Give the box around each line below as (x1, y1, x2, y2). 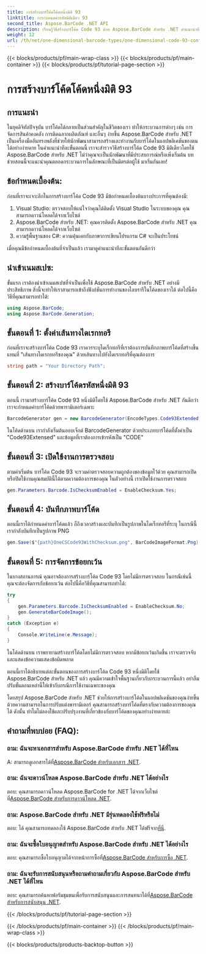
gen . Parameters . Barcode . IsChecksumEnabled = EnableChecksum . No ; (18, 603, 185, 609)
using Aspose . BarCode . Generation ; (7, 310, 95, 317)
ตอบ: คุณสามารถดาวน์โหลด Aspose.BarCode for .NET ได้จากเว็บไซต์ (7, 788, 158, 795)
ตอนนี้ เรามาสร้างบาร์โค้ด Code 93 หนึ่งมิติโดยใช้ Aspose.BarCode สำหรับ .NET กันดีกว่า (7, 396, 199, 404)
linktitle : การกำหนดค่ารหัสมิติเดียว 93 (7, 15, 88, 21)
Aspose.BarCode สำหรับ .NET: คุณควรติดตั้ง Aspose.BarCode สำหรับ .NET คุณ (15, 218, 197, 226)
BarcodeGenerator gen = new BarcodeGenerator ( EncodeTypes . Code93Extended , (7, 415, 202, 421)
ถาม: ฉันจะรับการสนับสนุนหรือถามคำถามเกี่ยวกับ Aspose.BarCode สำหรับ (7, 869, 191, 878)
